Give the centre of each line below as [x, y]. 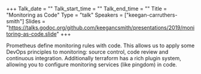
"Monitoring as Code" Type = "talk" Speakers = [65, 15]
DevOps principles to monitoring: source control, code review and [87, 52]
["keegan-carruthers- [151, 15]
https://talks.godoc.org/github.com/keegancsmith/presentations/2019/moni [102, 27]
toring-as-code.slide [31, 34]
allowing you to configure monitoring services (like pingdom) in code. [92, 64]
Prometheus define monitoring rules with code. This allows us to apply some [100, 45]
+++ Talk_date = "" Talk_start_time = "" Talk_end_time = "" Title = [87, 9]
